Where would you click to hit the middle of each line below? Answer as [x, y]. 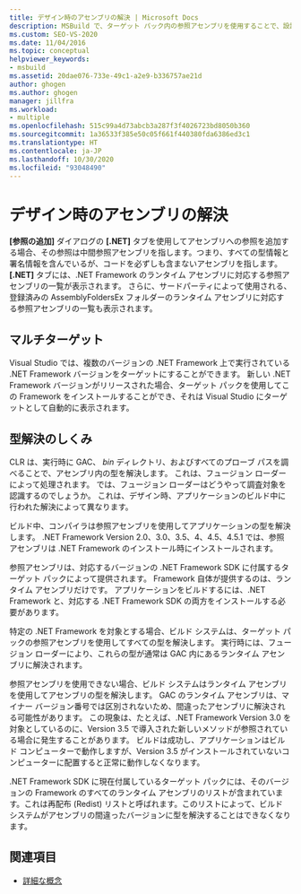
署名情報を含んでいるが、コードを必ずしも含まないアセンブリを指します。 [146, 264]
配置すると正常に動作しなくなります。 [134, 762]
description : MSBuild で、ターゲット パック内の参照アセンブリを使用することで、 [146, 26]
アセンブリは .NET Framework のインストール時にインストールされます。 [144, 548]
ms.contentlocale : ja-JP [56, 151]
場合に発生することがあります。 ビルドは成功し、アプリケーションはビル [151, 740]
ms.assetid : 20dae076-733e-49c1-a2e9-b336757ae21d [106, 76]
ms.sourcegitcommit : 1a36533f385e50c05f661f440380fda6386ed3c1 [130, 135]
